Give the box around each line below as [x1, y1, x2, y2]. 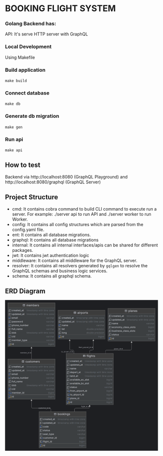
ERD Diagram [5, 287, 46, 295]
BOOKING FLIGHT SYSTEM [5, 3, 116, 14]
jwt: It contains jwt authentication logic [12, 252, 89, 258]
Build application [5, 66, 46, 73]
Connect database [5, 90, 49, 96]
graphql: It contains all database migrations [12, 237, 98, 243]
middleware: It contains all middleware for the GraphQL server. [12, 258, 137, 263]
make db [5, 101, 21, 107]
